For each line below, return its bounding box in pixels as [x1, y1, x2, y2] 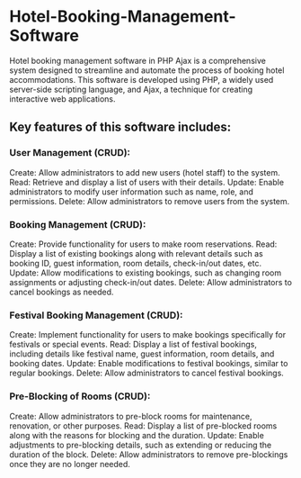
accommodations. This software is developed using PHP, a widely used [9, 74, 274, 85]
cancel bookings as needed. [9, 286, 114, 297]
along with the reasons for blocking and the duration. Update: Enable [9, 429, 265, 440]
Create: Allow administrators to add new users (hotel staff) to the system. [9, 167, 280, 177]
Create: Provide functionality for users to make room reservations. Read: [9, 239, 278, 249]
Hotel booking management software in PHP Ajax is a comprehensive [9, 55, 267, 66]
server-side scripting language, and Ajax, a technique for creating [9, 84, 253, 95]
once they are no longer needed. [9, 458, 130, 469]
